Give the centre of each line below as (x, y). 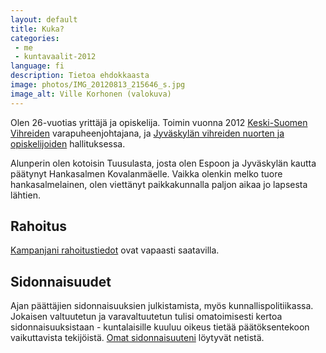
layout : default (44, 19)
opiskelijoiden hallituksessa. (68, 143)
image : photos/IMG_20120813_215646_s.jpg (98, 85)
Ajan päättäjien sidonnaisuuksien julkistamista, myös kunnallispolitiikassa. (162, 306)
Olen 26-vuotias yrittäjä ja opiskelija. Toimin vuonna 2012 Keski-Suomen (159, 122)
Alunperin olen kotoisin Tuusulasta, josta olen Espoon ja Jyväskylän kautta (163, 163)
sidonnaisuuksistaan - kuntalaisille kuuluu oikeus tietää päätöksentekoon (160, 327)
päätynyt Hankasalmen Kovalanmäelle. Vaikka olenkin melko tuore (146, 173)
